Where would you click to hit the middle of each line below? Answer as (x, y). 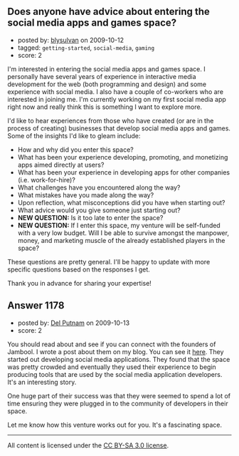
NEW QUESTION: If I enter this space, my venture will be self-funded (119, 225)
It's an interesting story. (42, 382)
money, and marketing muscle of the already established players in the (121, 240)
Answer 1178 (36, 306)
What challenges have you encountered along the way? (99, 187)
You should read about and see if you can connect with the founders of (112, 344)
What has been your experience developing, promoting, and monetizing (123, 157)
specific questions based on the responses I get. (79, 269)
